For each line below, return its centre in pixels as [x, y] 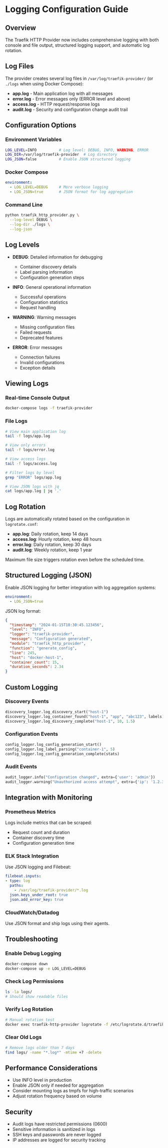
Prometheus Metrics [30, 812]
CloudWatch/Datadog [32, 912]
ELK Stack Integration [32, 856]
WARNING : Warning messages [44, 317]
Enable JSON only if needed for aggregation [58, 1085]
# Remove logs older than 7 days [40, 1048]
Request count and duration [41, 833]
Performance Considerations [51, 1068]
